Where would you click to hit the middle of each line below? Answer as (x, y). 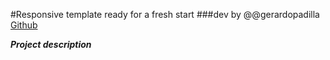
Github (24, 25)
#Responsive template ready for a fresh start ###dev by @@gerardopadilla (165, 14)
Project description (51, 44)
